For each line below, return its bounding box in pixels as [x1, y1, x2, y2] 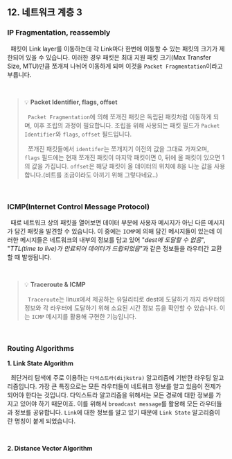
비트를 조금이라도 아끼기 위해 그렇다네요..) [44, 171, 159, 179]
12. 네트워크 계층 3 [7, 6, 83, 19]
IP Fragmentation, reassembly [7, 28, 111, 37]
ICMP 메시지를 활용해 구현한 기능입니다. [31, 312, 137, 320]
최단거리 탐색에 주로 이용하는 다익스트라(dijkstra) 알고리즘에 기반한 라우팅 [10, 374, 211, 382]
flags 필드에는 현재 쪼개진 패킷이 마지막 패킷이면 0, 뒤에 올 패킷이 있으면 [24, 153, 221, 162]
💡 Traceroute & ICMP [24, 280, 86, 288]
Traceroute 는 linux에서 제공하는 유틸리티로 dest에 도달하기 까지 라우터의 [27, 295, 225, 303]
